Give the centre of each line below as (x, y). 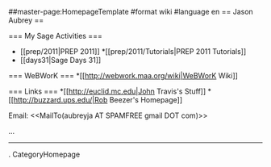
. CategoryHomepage (44, 154)
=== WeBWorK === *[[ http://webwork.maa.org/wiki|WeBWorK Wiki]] (123, 75)
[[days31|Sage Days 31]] (60, 60)
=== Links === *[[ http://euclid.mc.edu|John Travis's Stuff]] (107, 91)
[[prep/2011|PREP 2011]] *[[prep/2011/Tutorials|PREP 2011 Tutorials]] (133, 51)
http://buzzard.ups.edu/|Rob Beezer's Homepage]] (98, 100)
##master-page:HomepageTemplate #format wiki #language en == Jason (131, 12)
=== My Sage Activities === (55, 36)
